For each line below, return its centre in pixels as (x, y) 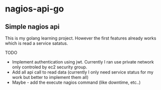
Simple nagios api (32, 27)
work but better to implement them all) (50, 77)
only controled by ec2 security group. (50, 67)
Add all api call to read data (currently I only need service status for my (83, 72)
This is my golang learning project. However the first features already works (80, 38)
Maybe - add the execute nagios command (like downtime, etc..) (76, 82)
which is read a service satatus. (37, 43)
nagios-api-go (35, 9)
